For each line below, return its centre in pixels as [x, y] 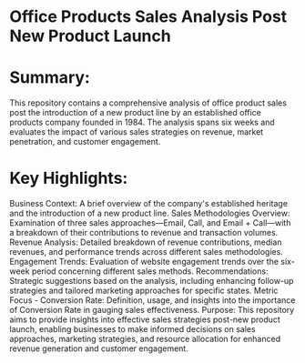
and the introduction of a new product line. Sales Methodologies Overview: [150, 213]
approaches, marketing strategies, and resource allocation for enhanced [145, 339]
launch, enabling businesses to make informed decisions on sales [133, 329]
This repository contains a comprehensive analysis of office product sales [148, 103]
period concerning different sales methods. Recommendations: [150, 271]
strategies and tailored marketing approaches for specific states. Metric [144, 291]
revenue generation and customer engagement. [99, 348]
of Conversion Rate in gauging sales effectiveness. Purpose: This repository [152, 310]
